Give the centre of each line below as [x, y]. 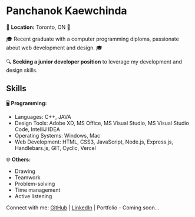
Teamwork [27, 177]
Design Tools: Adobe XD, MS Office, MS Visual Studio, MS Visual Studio [102, 123]
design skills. [22, 70]
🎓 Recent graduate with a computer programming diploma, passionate [93, 39]
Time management [37, 190]
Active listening [33, 196]
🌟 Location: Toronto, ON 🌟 [38, 27]
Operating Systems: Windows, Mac [57, 135]
